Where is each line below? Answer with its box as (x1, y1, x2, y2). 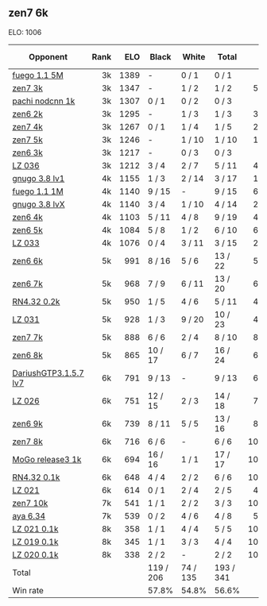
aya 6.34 (12, 510, 46, 521)
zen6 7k (12, 278, 44, 289)
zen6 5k (12, 224, 44, 235)
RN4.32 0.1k (12, 472, 60, 483)
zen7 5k (12, 134, 44, 145)
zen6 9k (12, 418, 44, 429)
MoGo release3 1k (12, 454, 82, 465)
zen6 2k (12, 108, 44, 119)
